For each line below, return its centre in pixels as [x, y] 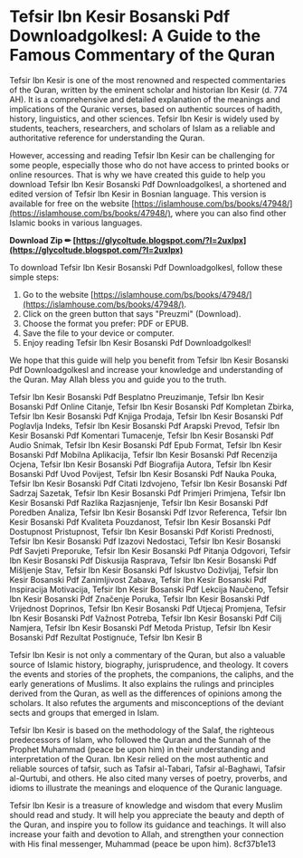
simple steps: [34, 277]
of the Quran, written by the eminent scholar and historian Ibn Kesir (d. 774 [148, 90]
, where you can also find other [228, 213]
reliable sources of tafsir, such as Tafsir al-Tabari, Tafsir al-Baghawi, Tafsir [147, 768]
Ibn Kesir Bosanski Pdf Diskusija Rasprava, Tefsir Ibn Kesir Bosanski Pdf [143, 560]
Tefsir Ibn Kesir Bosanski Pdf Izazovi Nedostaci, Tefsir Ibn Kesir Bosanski [145, 541]
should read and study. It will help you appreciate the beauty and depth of [147, 815]
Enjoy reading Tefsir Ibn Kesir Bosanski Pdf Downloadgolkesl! [137, 342]
